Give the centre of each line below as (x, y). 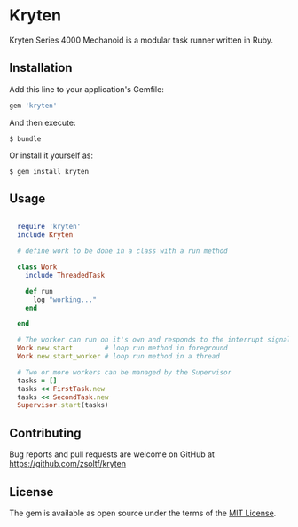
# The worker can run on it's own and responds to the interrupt (141, 340)
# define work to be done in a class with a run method (122, 251)
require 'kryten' (49, 227)
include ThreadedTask (65, 275)
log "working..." (65, 299)
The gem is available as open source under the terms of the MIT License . (143, 513)
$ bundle (25, 138)
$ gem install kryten (49, 171)
